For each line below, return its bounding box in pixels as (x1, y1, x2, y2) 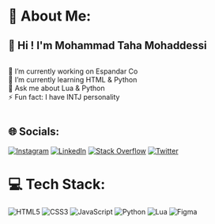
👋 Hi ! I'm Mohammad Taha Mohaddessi (8, 39, 207, 52)
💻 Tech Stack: (8, 176, 106, 193)
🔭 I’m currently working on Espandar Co (8, 66, 138, 76)
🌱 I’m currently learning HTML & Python (8, 75, 138, 84)
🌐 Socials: (8, 125, 60, 139)
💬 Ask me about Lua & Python (8, 83, 105, 93)
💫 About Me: (8, 7, 92, 25)
